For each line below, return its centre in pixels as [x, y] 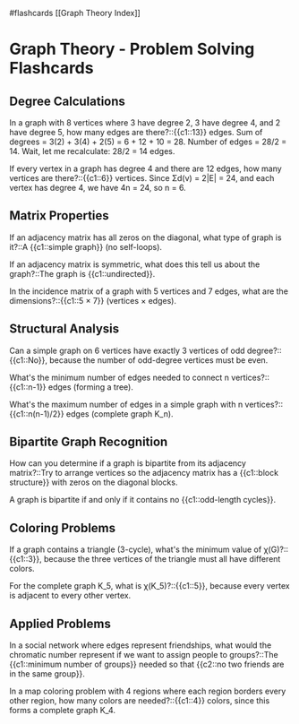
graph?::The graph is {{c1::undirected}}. [82, 273]
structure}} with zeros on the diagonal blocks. [94, 482]
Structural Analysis [64, 329]
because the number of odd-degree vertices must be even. [158, 360]
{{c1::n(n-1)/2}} [37, 414]
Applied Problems [60, 623]
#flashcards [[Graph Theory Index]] [75, 13]
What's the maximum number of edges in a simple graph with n [126, 404]
